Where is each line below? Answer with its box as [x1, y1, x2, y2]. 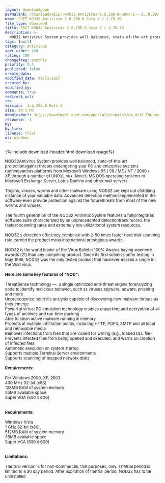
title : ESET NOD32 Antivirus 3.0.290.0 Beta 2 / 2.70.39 [5, 26, 124, 31]
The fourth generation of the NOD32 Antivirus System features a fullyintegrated [5, 213, 155, 218]
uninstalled [5, 474, 26, 479]
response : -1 [5, 117, 32, 122]
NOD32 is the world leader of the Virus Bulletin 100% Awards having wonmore [5, 247, 152, 253]
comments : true [5, 90, 36, 95]
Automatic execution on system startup [5, 346, 79, 351]
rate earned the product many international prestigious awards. [5, 237, 124, 243]
